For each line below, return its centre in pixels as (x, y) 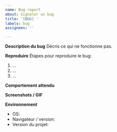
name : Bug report (23, 10)
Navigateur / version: (34, 119)
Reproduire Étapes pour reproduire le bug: (49, 56)
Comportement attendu (30, 85)
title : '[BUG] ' (22, 19)
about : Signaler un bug (30, 14)
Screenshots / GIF (24, 95)
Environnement (21, 104)
